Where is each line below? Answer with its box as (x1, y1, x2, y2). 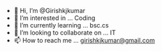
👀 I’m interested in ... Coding (13, 14, 96, 22)
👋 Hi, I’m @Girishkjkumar (13, 7, 86, 14)
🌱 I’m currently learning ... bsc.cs (13, 21, 110, 29)
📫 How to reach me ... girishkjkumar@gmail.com (13, 37, 155, 44)
